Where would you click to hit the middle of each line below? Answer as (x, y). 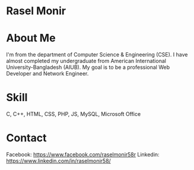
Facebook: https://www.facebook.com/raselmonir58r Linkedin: (83, 155)
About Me (31, 38)
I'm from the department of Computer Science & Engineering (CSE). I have (97, 55)
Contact (26, 138)
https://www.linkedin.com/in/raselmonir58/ (58, 161)
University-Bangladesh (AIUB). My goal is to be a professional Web (88, 67)
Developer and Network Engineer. (47, 74)
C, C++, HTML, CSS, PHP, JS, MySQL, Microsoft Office (74, 114)
